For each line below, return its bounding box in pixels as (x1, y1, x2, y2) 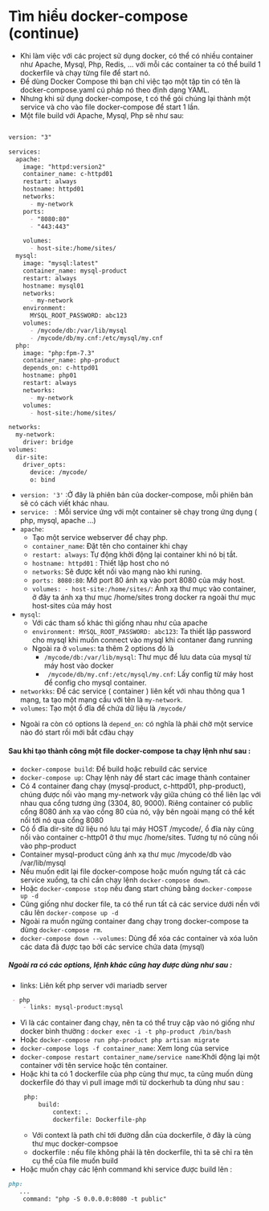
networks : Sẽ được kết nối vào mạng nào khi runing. (31, 567, 202, 577)
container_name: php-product (22, 357, 120, 365)
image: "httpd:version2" (22, 162, 106, 171)
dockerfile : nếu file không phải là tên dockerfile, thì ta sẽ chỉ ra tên (31, 1147, 254, 1156)
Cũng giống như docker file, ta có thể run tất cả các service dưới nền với (19, 899, 260, 909)
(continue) (8, 24, 80, 43)
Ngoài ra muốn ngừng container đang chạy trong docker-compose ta (19, 916, 249, 926)
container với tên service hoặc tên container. (19, 1061, 169, 1070)
